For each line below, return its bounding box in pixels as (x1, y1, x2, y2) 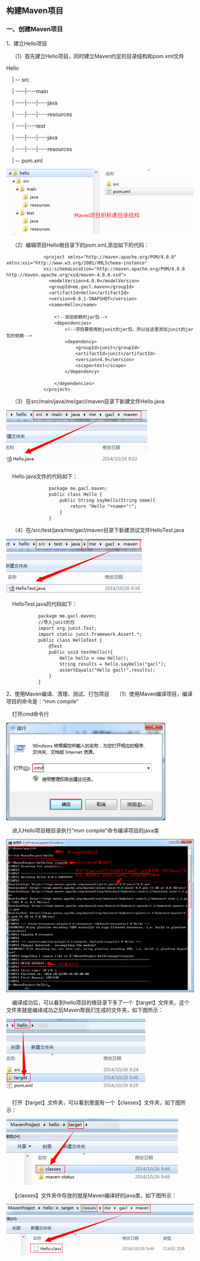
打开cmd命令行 (11, 710, 49, 718)
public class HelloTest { (37, 637, 102, 643)
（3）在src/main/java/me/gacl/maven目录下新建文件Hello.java (11, 398, 165, 405)
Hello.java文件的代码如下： (11, 472, 79, 479)
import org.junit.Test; (37, 625, 97, 631)
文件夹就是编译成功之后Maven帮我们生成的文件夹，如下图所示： (6, 1007, 164, 1014)
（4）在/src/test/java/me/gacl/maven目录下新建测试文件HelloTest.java (11, 526, 185, 533)
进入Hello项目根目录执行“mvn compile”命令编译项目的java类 (11, 826, 160, 834)
